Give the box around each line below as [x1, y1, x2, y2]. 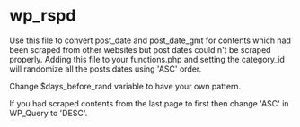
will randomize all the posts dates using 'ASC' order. [9, 63, 202, 74]
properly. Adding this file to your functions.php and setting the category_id [9, 54, 286, 64]
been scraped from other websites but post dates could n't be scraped [9, 44, 271, 55]
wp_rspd [9, 5, 76, 26]
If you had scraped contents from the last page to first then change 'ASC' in [9, 97, 289, 108]
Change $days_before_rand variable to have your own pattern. [9, 80, 242, 91]
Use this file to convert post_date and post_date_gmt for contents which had [9, 35, 292, 46]
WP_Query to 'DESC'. [9, 107, 88, 118]
